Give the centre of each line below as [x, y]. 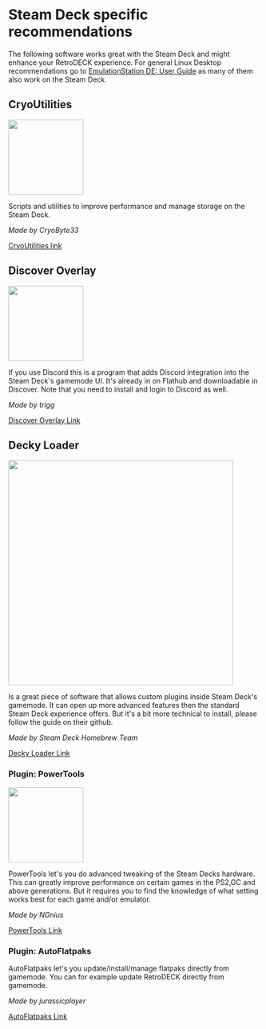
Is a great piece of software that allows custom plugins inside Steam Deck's [133, 697]
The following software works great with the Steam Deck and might [119, 54]
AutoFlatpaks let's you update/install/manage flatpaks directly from [119, 968]
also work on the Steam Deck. [58, 79]
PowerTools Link [35, 930]
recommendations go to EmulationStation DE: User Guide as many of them [131, 70]
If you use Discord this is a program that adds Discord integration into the [129, 372]
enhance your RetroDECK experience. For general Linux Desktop [115, 62]
